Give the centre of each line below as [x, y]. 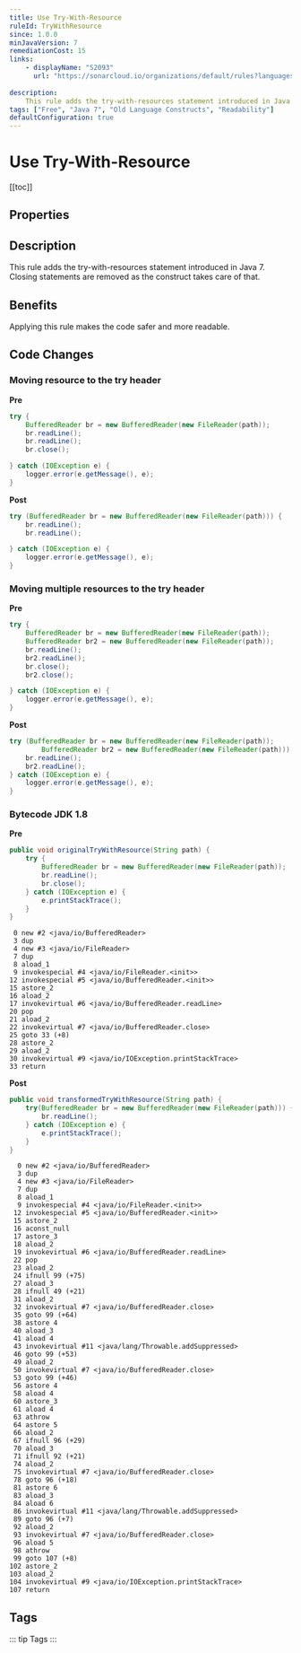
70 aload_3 [33, 1449]
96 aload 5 [33, 1543]
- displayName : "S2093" [70, 68]
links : [21, 59]
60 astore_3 [35, 1402]
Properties [39, 215]
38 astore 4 [35, 1323]
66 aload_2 [33, 1433]
